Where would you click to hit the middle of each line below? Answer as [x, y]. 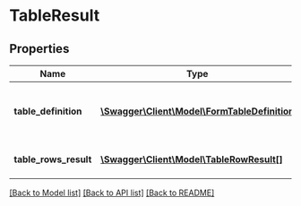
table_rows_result [53, 159]
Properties [39, 49]
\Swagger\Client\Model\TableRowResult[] [192, 159]
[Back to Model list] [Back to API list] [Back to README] [112, 193]
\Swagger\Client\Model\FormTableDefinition [197, 111]
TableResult [55, 16]
